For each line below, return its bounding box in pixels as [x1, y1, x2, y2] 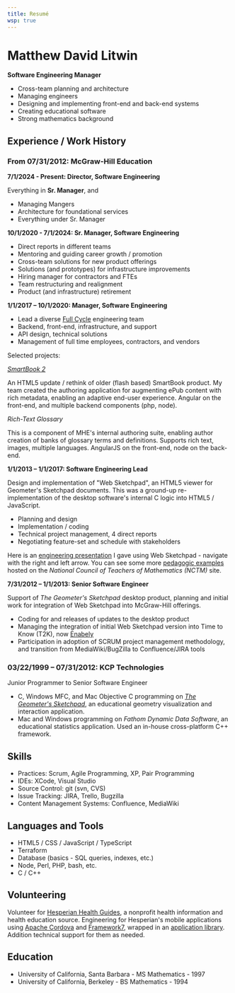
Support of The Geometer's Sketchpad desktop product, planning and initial [7, 594, 229, 602]
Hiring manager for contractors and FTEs [17, 272, 138, 281]
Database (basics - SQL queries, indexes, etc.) [17, 854, 154, 862]
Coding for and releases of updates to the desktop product [17, 615, 190, 624]
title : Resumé [7, 10, 50, 18]
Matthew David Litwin [7, 47, 138, 64]
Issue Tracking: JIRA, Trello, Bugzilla [17, 792, 124, 800]
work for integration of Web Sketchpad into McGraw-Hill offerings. [7, 601, 202, 609]
